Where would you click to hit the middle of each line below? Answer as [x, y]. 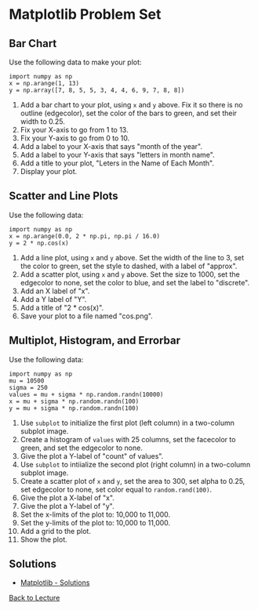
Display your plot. [49, 171]
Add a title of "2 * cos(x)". [62, 307]
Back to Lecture [35, 598]
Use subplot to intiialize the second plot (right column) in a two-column [135, 464]
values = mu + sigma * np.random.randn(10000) [86, 394]
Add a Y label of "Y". [53, 299]
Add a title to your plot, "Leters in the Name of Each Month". [117, 163]
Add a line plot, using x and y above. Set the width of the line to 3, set [132, 257]
